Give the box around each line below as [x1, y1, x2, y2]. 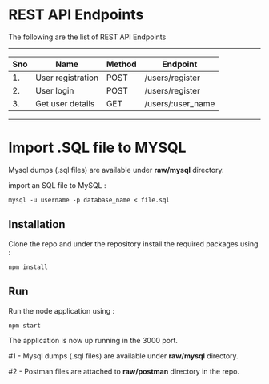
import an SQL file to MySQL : [8, 180, 106, 190]
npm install [8, 262, 48, 271]
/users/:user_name [144, 98, 215, 109]
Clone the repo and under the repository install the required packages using [8, 238, 259, 249]
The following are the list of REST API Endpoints [8, 32, 167, 42]
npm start [8, 322, 42, 330]
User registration [35, 72, 98, 83]
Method [106, 58, 138, 70]
